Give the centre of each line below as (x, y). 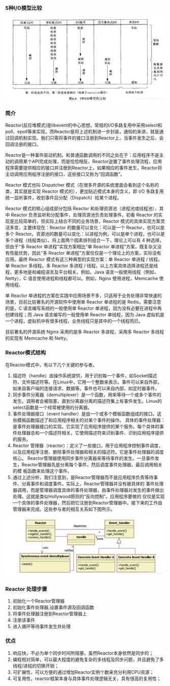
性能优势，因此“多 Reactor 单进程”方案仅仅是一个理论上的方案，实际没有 (85, 253)
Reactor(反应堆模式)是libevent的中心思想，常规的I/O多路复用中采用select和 (84, 125)
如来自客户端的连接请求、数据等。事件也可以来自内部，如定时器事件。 (86, 388)
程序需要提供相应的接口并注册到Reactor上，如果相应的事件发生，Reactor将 (84, 168)
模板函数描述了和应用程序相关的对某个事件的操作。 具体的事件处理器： (91, 420)
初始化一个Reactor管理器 (39, 601)
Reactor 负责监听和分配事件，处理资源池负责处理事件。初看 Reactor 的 (84, 215)
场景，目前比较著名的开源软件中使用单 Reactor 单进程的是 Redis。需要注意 (83, 302)
